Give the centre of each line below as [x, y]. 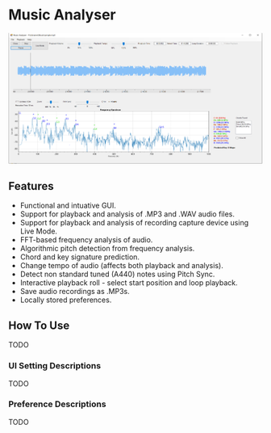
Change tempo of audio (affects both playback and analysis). [121, 266]
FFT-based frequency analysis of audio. [86, 240]
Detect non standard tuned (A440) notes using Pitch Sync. [117, 274]
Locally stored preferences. [66, 300]
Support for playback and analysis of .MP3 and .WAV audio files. [127, 214]
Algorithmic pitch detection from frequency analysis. [107, 249]
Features [31, 186]
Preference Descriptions [57, 404]
